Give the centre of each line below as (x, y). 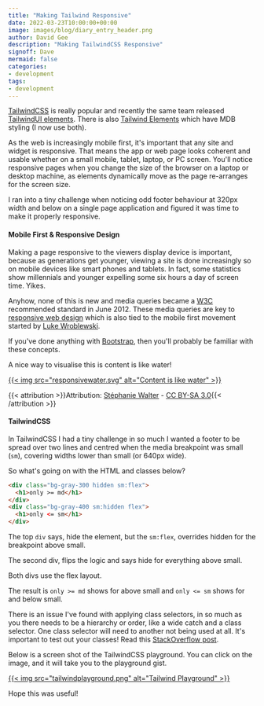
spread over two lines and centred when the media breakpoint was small (126, 447)
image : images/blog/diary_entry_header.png (81, 30)
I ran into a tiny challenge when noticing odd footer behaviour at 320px (123, 200)
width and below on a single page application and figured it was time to (124, 208)
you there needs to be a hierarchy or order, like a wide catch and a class (125, 623)
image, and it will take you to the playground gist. (88, 663)
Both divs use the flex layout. (55, 575)
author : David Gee (38, 37)
